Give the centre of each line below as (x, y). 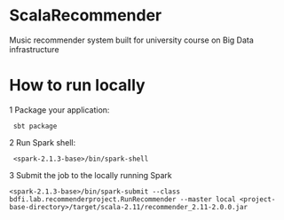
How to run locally (77, 86)
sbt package (35, 126)
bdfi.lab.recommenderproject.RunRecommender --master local (123, 199)
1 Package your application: (59, 110)
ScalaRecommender (86, 16)
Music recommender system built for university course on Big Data (132, 40)
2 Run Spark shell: (43, 142)
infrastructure (34, 49)
